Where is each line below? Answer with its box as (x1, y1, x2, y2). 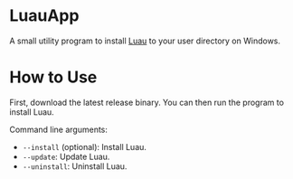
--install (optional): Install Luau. (22, 141, 147, 152)
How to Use (9, 67, 98, 88)
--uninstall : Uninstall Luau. (22, 160, 128, 172)
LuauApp (9, 5, 80, 26)
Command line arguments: (9, 124, 109, 135)
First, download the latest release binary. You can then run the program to (9, 97, 285, 108)
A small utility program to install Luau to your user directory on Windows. (9, 35, 281, 46)
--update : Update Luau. (22, 151, 110, 162)
